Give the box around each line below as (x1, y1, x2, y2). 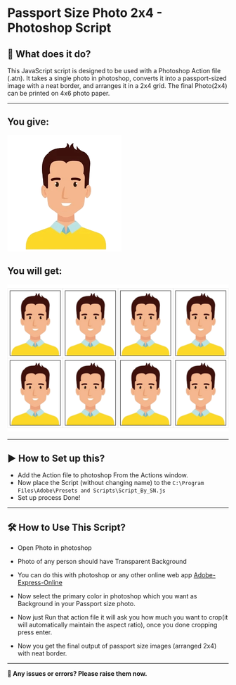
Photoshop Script (7, 20, 112, 36)
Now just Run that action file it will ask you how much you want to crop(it (17, 612, 228, 621)
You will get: (7, 265, 63, 277)
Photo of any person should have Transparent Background (17, 557, 188, 565)
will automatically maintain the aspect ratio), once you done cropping (17, 620, 218, 629)
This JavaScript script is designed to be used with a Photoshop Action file (7, 67, 221, 75)
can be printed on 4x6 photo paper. (7, 89, 110, 97)
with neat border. (17, 649, 67, 658)
